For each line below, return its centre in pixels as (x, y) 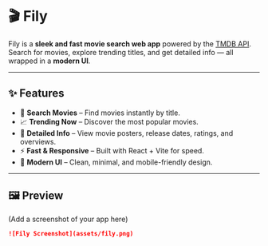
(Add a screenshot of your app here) (68, 219)
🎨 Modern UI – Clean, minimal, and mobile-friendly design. (116, 162)
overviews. (38, 141)
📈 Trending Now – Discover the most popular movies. (109, 121)
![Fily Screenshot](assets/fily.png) (71, 233)
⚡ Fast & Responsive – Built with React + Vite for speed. (112, 150)
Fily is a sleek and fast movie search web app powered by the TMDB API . (130, 44)
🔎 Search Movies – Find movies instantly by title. (100, 113)
